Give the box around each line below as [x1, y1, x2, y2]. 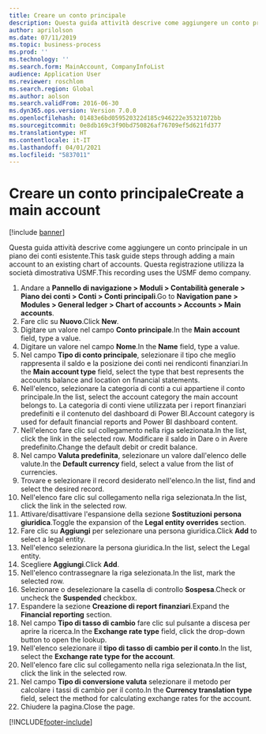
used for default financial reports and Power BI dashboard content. [20, 417, 238, 427]
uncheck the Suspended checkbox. [20, 593, 137, 603]
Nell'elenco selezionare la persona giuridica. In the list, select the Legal [20, 543, 250, 553]
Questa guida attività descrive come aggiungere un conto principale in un [9, 243, 248, 252]
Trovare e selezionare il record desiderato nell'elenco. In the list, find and [20, 476, 256, 486]
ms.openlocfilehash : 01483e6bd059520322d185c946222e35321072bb [9, 114, 222, 122]
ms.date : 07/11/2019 [9, 33, 77, 42]
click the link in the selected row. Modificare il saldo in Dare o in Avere [20, 434, 248, 444]
